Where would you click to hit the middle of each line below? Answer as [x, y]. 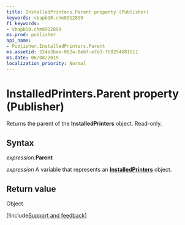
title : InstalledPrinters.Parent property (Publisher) [78, 12]
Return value [31, 189]
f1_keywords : [23, 23]
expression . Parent [30, 158]
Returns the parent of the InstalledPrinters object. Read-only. [84, 124]
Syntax [20, 143]
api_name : [19, 40]
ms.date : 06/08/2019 [33, 58]
